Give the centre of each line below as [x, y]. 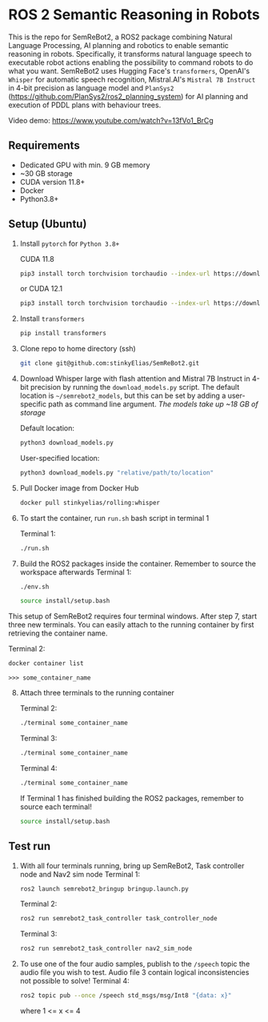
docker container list [46, 663]
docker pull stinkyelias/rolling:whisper [90, 503]
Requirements [44, 146]
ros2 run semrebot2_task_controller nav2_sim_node [106, 949]
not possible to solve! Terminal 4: [74, 981]
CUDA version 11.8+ [52, 182]
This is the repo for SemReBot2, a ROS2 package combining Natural [120, 37]
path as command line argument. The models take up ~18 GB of [153, 404]
